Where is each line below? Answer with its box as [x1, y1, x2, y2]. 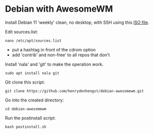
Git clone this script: [5, 79, 45, 85]
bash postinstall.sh [5, 124, 47, 129]
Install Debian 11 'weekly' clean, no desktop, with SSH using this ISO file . [5, 19, 149, 25]
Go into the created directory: [5, 97, 64, 103]
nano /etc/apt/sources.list [5, 38, 62, 43]
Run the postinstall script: [5, 115, 56, 121]
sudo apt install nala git [5, 70, 60, 76]
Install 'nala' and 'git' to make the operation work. [5, 61, 104, 67]
